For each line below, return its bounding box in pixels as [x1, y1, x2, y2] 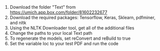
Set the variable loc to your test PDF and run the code [9, 41, 119, 46]
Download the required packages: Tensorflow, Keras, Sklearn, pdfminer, [9, 15, 156, 20]
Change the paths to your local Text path [9, 30, 92, 36]
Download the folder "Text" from [9, 4, 76, 10]
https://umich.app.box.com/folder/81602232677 [9, 9, 107, 15]
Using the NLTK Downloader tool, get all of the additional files [9, 25, 134, 31]
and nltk [9, 20, 27, 25]
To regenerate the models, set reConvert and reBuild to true [9, 35, 131, 41]
